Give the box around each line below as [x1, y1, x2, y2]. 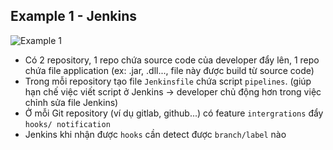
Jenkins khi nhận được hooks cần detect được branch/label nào [24, 128, 287, 140]
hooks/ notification [24, 119, 111, 129]
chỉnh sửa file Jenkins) [24, 96, 119, 108]
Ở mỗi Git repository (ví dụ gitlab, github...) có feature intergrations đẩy [24, 107, 324, 119]
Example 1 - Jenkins [10, 8, 138, 25]
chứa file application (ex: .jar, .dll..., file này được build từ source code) [24, 64, 315, 76]
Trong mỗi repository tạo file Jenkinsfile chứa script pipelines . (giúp [24, 75, 312, 87]
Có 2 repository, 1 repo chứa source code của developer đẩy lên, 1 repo [24, 54, 320, 66]
